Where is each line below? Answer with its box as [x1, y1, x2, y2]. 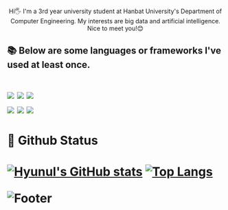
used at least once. [7, 59, 91, 71]
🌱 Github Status [7, 132, 98, 148]
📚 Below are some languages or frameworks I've [7, 45, 222, 57]
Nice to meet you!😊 [87, 24, 144, 32]
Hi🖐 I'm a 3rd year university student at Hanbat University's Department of [9, 7, 222, 15]
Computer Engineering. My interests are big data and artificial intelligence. [10, 17, 221, 25]
